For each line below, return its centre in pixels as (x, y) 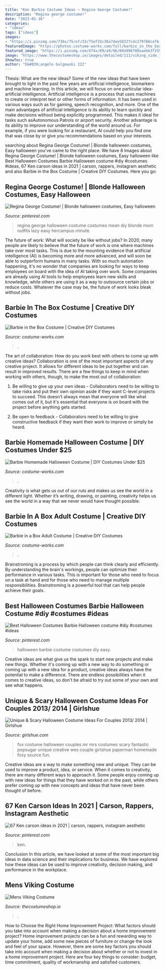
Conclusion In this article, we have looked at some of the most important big (82, 854)
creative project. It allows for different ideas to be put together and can (77, 366)
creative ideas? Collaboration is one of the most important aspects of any (79, 361)
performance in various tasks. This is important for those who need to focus (82, 575)
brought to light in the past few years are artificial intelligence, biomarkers (80, 83)
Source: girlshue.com (27, 735)
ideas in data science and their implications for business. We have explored (82, 859)
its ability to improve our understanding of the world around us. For (73, 125)
